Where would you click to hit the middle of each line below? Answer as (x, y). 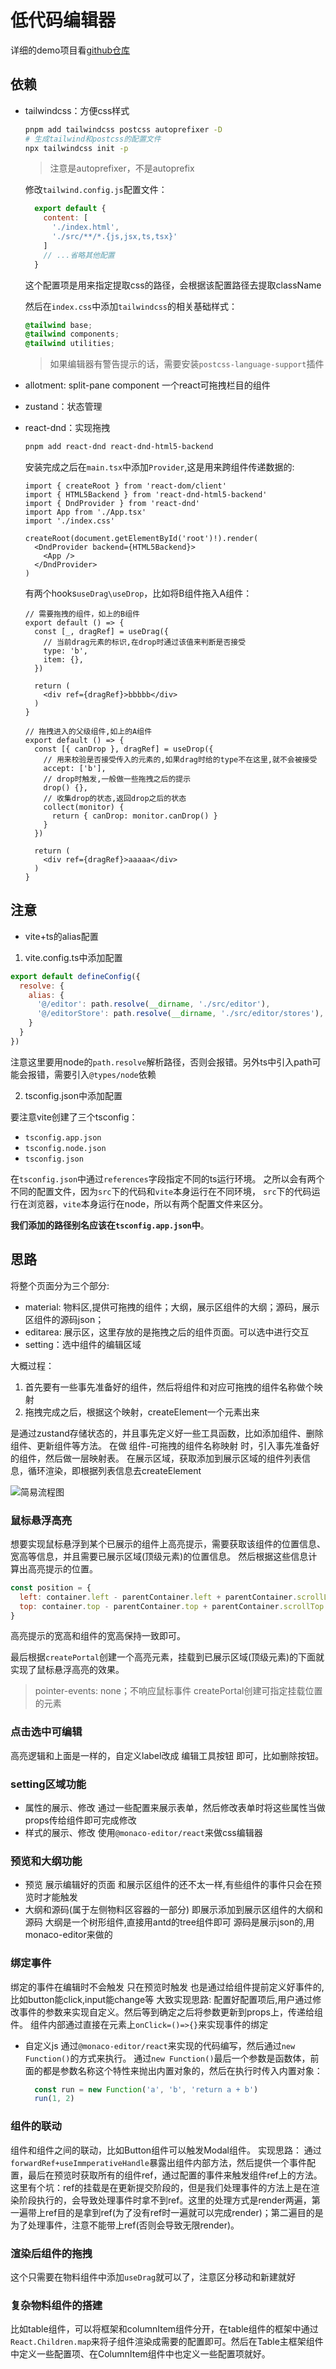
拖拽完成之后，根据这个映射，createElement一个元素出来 (142, 1412)
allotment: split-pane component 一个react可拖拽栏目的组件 (147, 385)
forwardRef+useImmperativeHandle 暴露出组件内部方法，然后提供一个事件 (158, 2162)
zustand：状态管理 (63, 407)
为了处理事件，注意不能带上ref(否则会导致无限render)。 (125, 2225)
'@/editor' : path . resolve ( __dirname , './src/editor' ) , (153, 1004)
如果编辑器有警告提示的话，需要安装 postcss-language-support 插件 (187, 364)
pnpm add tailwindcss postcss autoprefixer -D (123, 129)
